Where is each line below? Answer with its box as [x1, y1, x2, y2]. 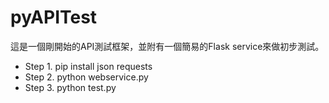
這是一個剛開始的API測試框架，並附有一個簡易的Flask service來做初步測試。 [10, 40, 325, 52]
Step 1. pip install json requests [24, 60, 153, 72]
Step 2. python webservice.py [24, 71, 149, 83]
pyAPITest [10, 6, 98, 29]
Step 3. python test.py [24, 81, 117, 93]
